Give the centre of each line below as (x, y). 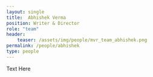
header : (16, 35)
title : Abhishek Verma (36, 18)
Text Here (18, 69)
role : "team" (23, 29)
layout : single (25, 12)
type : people (23, 52)
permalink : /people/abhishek (43, 46)
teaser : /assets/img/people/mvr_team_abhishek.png (82, 40)
